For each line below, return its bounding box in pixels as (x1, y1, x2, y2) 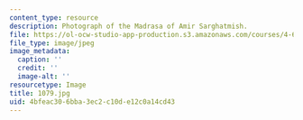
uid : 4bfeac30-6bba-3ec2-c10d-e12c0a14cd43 (9, 97, 176, 106)
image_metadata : (9, 47, 70, 56)
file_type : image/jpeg (9, 38, 95, 48)
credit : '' (17, 64, 59, 73)
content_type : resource (9, 13, 99, 23)
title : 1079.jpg (9, 88, 70, 97)
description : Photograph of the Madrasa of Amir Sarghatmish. (9, 22, 248, 31)
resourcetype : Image (9, 80, 87, 89)
